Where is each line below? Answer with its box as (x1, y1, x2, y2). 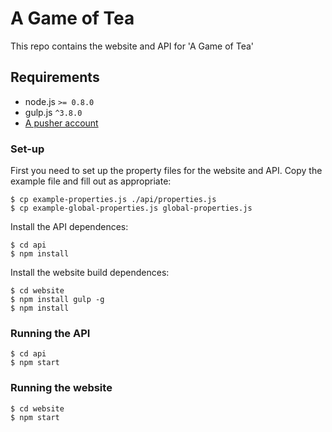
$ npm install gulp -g (10, 295, 105, 305)
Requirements (10, 69, 100, 86)
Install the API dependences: (10, 221, 129, 233)
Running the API (10, 326, 91, 340)
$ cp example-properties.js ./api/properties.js (10, 195, 217, 205)
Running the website (10, 381, 113, 395)
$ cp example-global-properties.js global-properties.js (10, 203, 253, 214)
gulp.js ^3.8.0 (24, 106, 83, 118)
